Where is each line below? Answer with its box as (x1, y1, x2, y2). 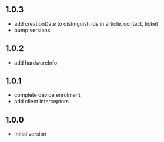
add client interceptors (14, 98, 69, 105)
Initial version (14, 130, 46, 137)
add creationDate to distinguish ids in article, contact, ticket (14, 20, 158, 27)
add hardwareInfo (14, 59, 58, 66)
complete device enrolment (14, 92, 81, 99)
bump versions (14, 26, 51, 33)
